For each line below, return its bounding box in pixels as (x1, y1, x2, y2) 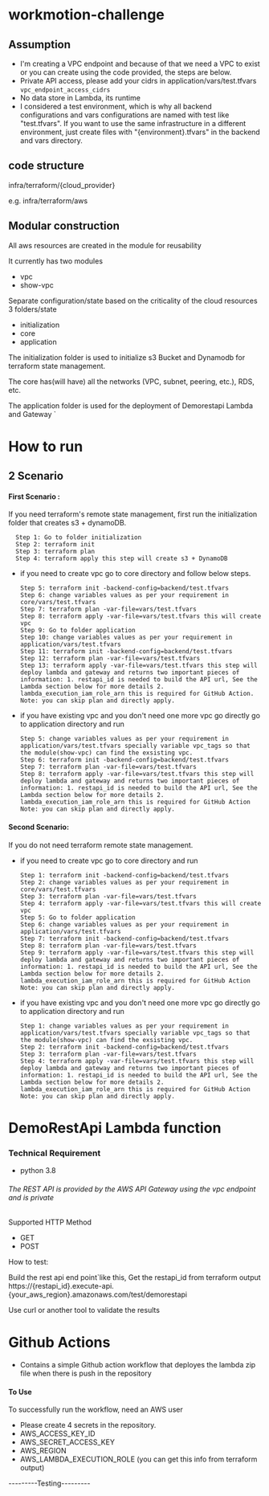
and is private (8, 1192, 55, 1202)
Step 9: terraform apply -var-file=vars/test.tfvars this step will (19, 948, 255, 957)
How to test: (8, 1257, 49, 1267)
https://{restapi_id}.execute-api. (8, 1281, 114, 1291)
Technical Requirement (8, 1147, 101, 1159)
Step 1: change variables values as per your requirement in (19, 1022, 230, 1030)
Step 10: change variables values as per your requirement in (19, 633, 233, 642)
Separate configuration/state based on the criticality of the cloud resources (8, 296, 259, 305)
